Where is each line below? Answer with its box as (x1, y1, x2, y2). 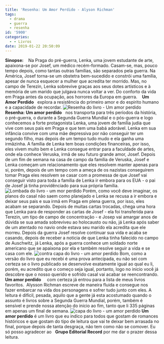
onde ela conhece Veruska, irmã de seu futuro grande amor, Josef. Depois (5, 151, 156, 157)
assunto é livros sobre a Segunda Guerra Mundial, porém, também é (5, 297, 143, 303)
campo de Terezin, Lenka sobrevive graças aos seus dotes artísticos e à (5, 83, 151, 89)
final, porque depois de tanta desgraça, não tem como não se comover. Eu (5, 323, 156, 329)
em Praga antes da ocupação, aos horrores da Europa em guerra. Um (5, 94, 149, 100)
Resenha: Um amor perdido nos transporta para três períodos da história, (5, 109, 157, 115)
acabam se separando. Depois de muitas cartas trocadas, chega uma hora (5, 203, 156, 209)
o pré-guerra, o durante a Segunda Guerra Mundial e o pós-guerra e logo (5, 115, 153, 120)
